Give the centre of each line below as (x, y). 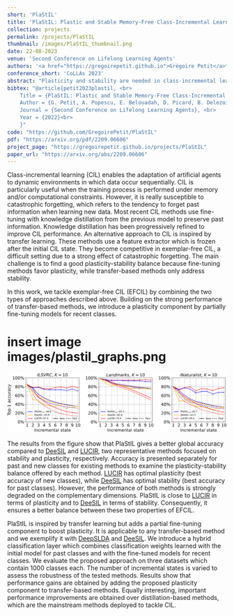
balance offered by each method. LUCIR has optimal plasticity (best (104, 473)
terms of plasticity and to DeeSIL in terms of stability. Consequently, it (107, 503)
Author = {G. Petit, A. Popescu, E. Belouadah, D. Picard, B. (112, 103)
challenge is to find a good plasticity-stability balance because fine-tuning (114, 264)
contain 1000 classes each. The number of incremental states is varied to (112, 568)
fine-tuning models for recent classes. (62, 314)
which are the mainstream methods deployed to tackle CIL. (92, 605)
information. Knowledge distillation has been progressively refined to (106, 227)
